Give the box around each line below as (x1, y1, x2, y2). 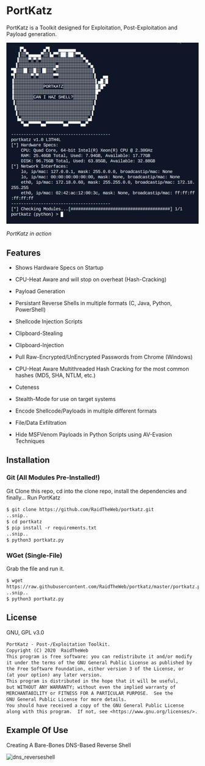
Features (6, 248, 41, 258)
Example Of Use (6, 725, 68, 735)
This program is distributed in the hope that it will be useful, (6, 678, 179, 684)
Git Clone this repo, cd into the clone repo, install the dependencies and (6, 487, 187, 495)
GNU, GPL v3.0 (6, 628, 45, 636)
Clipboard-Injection (15, 341, 64, 348)
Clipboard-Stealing (15, 330, 63, 337)
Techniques (15, 437, 45, 444)
